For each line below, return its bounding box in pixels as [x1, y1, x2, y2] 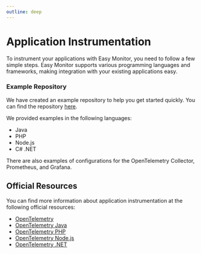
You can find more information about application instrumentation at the [6, 197, 183, 204]
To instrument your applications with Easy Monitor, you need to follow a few [6, 55, 196, 62]
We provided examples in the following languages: [6, 114, 132, 121]
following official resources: [6, 203, 76, 211]
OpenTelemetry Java [15, 221, 67, 229]
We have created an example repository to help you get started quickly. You [6, 96, 196, 103]
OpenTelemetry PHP [15, 227, 66, 235]
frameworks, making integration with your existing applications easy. [6, 68, 177, 75]
